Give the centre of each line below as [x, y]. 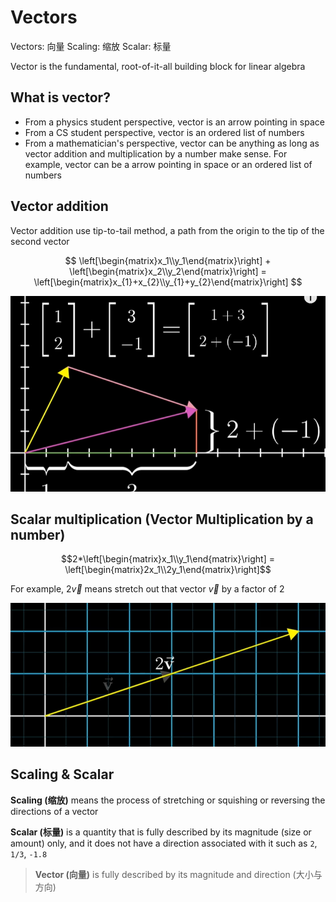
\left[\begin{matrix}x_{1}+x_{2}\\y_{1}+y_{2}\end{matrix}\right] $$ [168, 282]
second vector [40, 241]
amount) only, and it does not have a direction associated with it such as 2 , [164, 843]
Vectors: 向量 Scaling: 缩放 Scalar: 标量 [91, 46]
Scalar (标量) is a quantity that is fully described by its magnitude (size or [161, 832]
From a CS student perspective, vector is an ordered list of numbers [164, 132]
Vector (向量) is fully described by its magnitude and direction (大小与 [178, 874]
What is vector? [60, 97]
